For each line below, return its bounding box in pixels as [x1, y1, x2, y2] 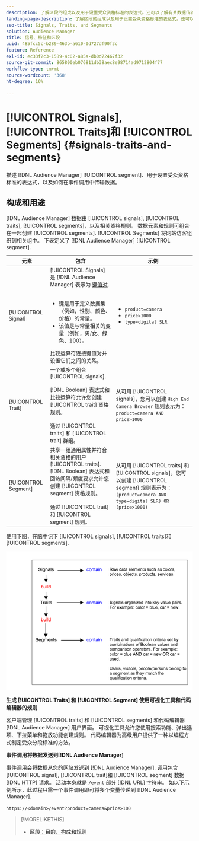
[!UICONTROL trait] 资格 [50, 401, 109, 408]
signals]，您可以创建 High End [115, 395, 190, 403]
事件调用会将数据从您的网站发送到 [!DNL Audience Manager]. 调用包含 [6, 764, 178, 771]
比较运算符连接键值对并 [50, 349, 108, 356]
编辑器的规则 [6, 704, 37, 711]
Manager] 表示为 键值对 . [50, 281, 110, 288]
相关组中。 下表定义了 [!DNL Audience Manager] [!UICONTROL [16, 237, 171, 244]
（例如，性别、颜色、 [59, 307, 111, 314]
